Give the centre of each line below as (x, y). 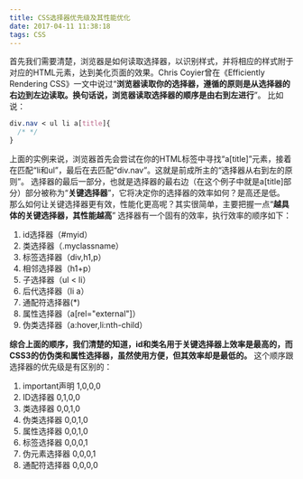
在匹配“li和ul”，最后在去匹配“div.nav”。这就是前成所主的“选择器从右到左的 (147, 170)
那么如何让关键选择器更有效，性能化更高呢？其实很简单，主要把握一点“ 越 (146, 204)
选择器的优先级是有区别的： (61, 366)
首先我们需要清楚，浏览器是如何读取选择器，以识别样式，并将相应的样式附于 (151, 61)
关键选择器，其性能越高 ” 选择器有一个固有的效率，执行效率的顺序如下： (158, 215)
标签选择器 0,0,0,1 (55, 442)
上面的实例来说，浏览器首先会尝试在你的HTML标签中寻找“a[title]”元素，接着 (151, 159)
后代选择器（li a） (55, 291)
